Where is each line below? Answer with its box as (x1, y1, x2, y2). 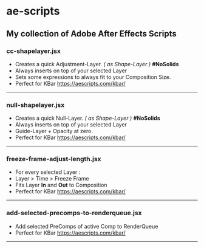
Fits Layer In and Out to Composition (15, 181, 107, 189)
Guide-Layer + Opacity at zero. (15, 128, 93, 135)
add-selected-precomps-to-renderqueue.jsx (6, 208, 142, 217)
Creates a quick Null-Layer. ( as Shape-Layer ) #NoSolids (15, 114, 161, 122)
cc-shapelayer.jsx (6, 47, 61, 55)
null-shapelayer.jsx (6, 100, 65, 109)
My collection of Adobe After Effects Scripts (6, 29, 177, 39)
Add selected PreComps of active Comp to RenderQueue (15, 222, 158, 230)
